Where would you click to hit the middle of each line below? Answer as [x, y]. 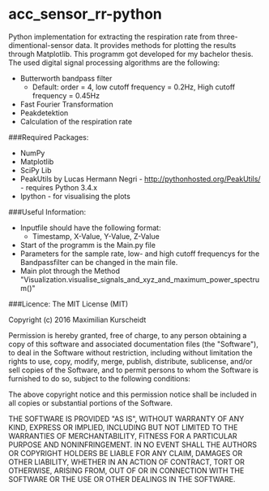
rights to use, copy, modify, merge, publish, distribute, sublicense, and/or [130, 361]
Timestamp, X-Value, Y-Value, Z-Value [96, 236]
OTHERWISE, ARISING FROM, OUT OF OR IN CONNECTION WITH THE [126, 470]
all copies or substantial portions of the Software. [90, 402]
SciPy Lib [36, 170]
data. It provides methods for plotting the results [156, 45]
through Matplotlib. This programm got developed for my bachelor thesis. [131, 54]
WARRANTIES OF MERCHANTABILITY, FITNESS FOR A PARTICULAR [123, 436]
